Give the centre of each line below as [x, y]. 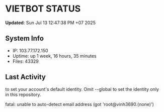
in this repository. [23, 94]
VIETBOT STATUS [43, 9]
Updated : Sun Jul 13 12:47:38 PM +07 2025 [50, 23]
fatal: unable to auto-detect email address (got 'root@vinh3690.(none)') [80, 104]
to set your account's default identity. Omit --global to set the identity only [82, 89]
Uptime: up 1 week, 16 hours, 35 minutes [54, 56]
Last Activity [26, 77]
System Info [25, 38]
